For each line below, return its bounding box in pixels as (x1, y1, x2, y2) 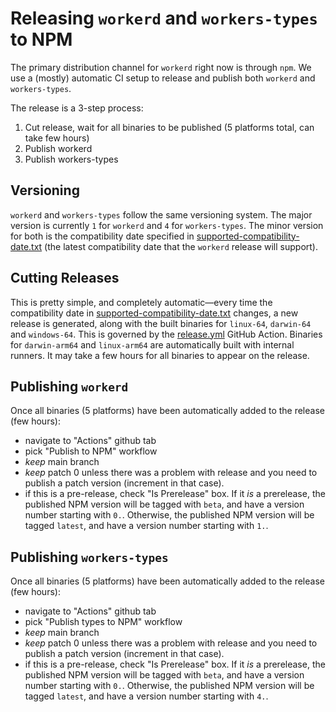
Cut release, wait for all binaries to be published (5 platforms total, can (24, 121, 315, 133)
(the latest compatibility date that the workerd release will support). (44, 240, 318, 252)
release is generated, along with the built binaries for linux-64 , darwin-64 (10, 317, 312, 329)
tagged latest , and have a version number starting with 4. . (24, 690, 269, 702)
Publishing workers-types (10, 548, 169, 566)
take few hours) (24, 132, 90, 144)
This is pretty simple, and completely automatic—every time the (10, 296, 273, 308)
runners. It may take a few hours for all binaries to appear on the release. (10, 349, 310, 361)
